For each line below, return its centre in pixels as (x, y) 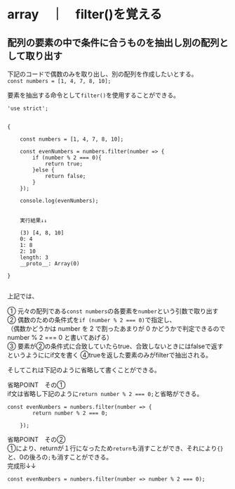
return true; (63, 164)
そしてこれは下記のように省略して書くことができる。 (84, 370)
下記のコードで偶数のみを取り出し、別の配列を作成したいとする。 (102, 74)
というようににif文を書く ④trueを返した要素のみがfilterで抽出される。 (110, 355)
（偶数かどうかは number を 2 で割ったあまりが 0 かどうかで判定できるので (116, 329)
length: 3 (34, 258)
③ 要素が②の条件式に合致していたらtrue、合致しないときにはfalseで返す (115, 346)
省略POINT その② (36, 439)
